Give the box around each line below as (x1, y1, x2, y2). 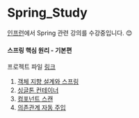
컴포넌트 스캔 (17, 95, 54, 103)
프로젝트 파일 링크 (7, 62, 56, 71)
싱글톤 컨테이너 (17, 86, 59, 94)
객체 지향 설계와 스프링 (17, 78, 79, 86)
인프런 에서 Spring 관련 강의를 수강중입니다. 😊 (7, 28, 133, 37)
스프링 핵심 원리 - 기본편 (7, 46, 72, 54)
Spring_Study (7, 5, 88, 21)
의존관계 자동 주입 (17, 103, 66, 112)
